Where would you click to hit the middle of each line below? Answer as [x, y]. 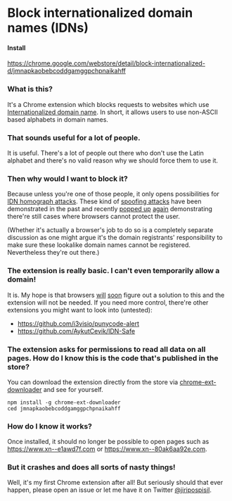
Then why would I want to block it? [67, 179]
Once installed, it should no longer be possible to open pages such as [108, 442]
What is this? [30, 89]
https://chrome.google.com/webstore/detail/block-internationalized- [107, 63]
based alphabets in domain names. [58, 119]
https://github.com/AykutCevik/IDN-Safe [76, 331]
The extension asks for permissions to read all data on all [107, 349]
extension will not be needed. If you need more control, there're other [108, 302]
